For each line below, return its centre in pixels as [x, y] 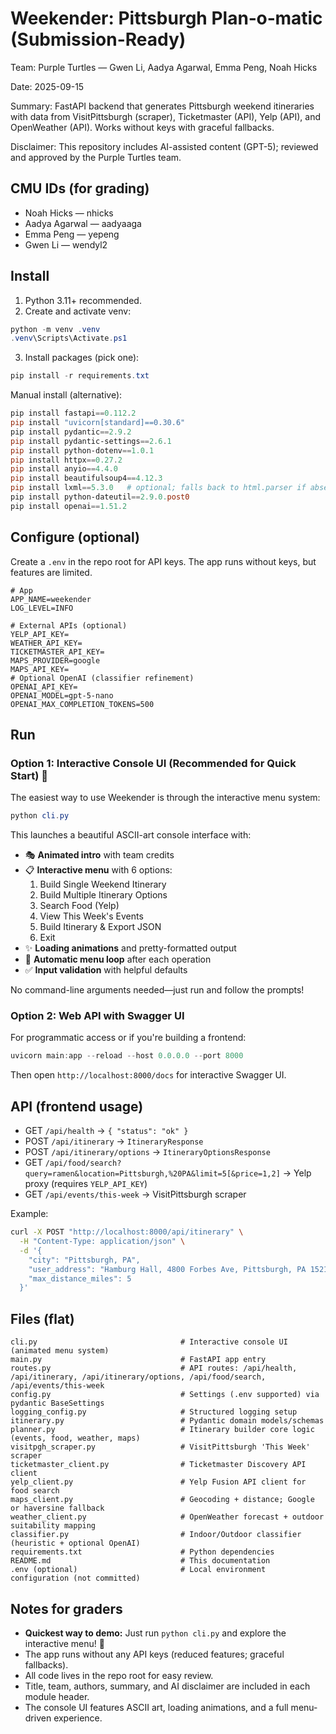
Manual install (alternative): [66, 395]
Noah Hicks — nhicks [69, 213]
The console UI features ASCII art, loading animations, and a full [156, 1707]
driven [38, 1718]
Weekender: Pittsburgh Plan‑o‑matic [166, 18]
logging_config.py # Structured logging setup [154, 1412]
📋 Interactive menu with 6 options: [98, 870]
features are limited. [51, 572]
